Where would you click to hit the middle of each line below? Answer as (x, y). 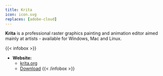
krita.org (28, 63)
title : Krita (19, 10)
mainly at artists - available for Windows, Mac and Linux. (63, 38)
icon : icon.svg (21, 14)
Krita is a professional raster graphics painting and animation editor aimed (82, 33)
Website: (22, 58)
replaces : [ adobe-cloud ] (31, 19)
